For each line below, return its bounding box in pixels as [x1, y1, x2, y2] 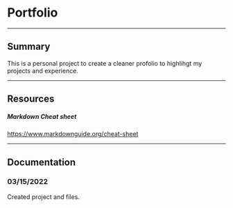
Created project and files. [7, 192, 80, 201]
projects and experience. [7, 66, 78, 75]
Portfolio [7, 5, 58, 21]
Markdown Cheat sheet [7, 112, 77, 120]
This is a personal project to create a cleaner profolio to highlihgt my [7, 59, 202, 67]
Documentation [7, 156, 76, 168]
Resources [7, 93, 55, 105]
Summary [7, 41, 51, 53]
